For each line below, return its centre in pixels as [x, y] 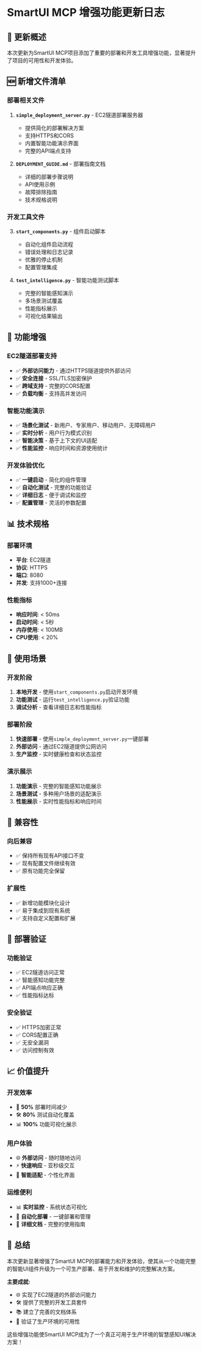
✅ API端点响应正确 [39, 988]
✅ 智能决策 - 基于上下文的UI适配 [56, 440]
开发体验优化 [26, 465]
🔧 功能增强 [27, 337]
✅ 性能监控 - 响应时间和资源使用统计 [62, 448]
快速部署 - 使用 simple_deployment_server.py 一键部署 [82, 739]
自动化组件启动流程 [49, 244]
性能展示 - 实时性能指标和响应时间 [59, 801]
